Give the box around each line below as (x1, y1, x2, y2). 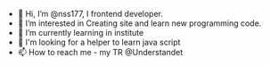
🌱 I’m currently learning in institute (17, 28, 144, 37)
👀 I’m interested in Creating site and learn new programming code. (17, 18, 262, 29)
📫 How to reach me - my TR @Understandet (17, 47, 184, 57)
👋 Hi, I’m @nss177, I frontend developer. (17, 9, 163, 19)
